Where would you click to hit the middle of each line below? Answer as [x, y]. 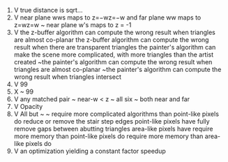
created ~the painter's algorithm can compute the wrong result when [113, 62]
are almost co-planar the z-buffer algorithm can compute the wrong [111, 40]
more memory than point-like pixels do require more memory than [108, 136]
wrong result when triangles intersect [68, 77]
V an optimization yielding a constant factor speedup [90, 151]
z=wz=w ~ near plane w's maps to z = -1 [73, 25]
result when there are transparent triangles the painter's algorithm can [115, 47]
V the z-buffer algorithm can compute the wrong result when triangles [115, 32]
